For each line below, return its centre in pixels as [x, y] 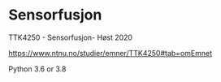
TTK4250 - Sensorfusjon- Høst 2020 [70, 37]
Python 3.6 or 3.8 [37, 69]
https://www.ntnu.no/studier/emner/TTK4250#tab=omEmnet [110, 53]
